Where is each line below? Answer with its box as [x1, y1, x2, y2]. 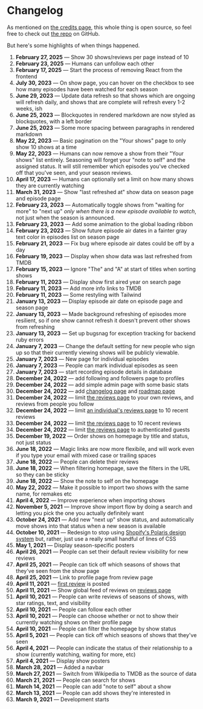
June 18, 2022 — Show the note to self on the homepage [15, 477, 159, 484]
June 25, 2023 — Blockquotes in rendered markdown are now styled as [15, 111, 196, 118]
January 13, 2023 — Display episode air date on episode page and [15, 297, 183, 305]
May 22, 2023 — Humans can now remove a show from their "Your [15, 149, 184, 157]
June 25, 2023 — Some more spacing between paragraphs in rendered [15, 124, 195, 131]
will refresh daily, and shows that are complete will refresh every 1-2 [15, 98, 185, 106]
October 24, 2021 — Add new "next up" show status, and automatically [15, 516, 194, 523]
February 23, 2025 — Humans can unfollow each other [15, 60, 155, 67]
